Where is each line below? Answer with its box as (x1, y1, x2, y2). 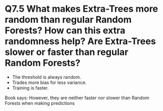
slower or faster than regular (5, 46, 129, 58)
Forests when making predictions (5, 100, 75, 106)
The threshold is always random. (12, 74, 81, 80)
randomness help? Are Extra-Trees (5, 36, 156, 47)
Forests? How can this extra (5, 25, 126, 36)
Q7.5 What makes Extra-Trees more (5, 3, 158, 15)
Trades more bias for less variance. (12, 79, 87, 86)
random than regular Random (5, 14, 132, 25)
